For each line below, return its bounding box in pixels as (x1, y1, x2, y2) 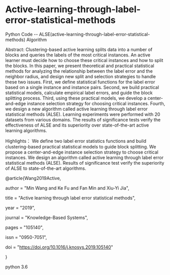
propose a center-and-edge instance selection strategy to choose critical (5, 149, 159, 155)
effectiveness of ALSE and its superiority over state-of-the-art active (5, 122, 149, 128)
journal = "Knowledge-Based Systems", (5, 215, 88, 221)
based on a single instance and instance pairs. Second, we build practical (5, 84, 159, 90)
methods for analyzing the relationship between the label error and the (5, 68, 153, 74)
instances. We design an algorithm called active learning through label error (5, 154, 164, 161)
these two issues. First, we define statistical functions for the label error (5, 79, 155, 85)
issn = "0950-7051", (5, 234, 47, 240)
